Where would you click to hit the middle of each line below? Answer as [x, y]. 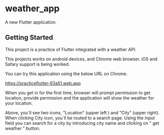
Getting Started [29, 38]
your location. [19, 103]
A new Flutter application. [31, 22]
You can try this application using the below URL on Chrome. [66, 74]
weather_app [32, 9]
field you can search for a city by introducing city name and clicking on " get [82, 123]
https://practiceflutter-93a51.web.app [43, 83]
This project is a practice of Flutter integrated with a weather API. [71, 49]
